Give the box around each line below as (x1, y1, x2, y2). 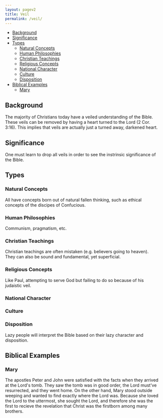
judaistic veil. (5, 282, 32, 288)
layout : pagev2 (5, 7, 36, 12)
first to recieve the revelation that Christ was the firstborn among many (5, 403, 148, 409)
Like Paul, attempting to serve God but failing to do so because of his (5, 277, 144, 283)
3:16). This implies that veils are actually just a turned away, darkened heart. (5, 124, 158, 130)
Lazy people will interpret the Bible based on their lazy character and (5, 332, 144, 338)
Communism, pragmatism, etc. (5, 225, 67, 231)
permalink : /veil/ (5, 16, 42, 21)
